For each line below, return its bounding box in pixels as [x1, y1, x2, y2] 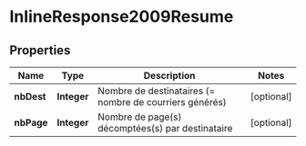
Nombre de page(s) [97, 111, 182, 123]
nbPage [14, 116, 48, 129]
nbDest [14, 91, 46, 102]
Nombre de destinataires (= [97, 84, 216, 97]
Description [143, 70, 196, 82]
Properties [9, 43, 71, 58]
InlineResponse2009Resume [9, 6, 234, 27]
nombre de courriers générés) [97, 96, 227, 108]
